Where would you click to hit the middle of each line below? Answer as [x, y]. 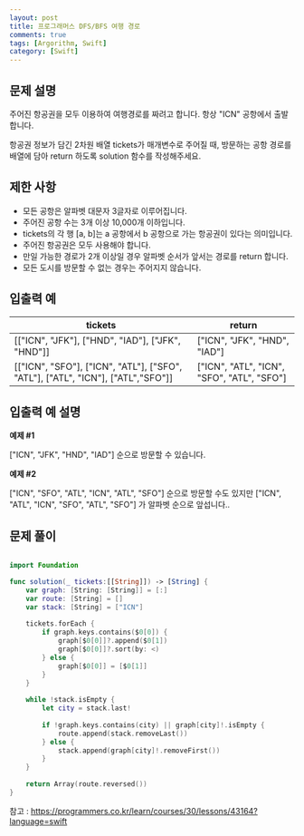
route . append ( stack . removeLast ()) [123, 734]
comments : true [38, 34]
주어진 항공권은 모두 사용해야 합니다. [86, 245]
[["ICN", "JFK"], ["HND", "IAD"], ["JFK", [97, 340]
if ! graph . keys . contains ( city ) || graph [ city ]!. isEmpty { [153, 725]
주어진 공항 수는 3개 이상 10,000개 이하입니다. [104, 222]
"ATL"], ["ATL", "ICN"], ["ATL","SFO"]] [94, 377]
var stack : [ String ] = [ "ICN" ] [85, 607]
